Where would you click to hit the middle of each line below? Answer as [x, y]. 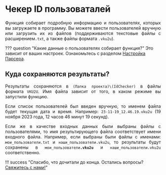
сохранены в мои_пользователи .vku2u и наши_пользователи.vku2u [83, 147]
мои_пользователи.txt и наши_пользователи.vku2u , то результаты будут [83, 142]
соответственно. [23, 152]
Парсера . [15, 58]
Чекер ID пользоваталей [58, 9]
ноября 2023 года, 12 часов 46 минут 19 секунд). [57, 117]
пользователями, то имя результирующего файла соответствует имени [83, 131]
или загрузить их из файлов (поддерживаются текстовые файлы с [83, 33]
